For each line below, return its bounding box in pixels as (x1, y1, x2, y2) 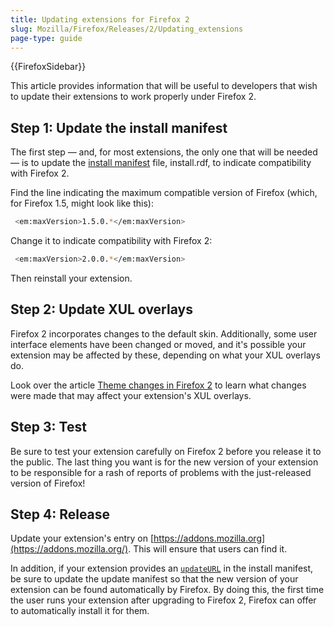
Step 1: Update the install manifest (10, 119, 228, 136)
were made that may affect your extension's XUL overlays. (10, 389, 252, 401)
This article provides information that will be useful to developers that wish (10, 80, 318, 92)
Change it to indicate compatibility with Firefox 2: (10, 235, 213, 247)
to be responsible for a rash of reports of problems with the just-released (10, 466, 312, 478)
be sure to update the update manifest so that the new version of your (10, 573, 299, 585)
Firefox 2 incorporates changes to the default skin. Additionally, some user (10, 327, 318, 340)
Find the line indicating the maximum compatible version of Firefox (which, (10, 187, 318, 199)
